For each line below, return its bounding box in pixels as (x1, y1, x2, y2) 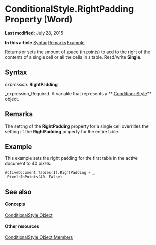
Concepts (5, 201, 25, 207)
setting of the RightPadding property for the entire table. (5, 128, 120, 134)
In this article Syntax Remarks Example (5, 39, 85, 45)
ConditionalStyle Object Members (5, 234, 73, 240)
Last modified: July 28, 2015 (5, 30, 64, 36)
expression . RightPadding (5, 81, 58, 87)
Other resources (5, 223, 39, 229)
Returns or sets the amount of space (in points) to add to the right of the (5, 49, 151, 55)
